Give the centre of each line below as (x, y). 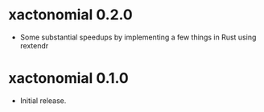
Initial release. (43, 100)
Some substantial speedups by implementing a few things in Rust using (138, 37)
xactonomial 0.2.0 (70, 15)
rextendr (34, 45)
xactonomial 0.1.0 (68, 79)
